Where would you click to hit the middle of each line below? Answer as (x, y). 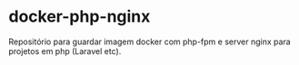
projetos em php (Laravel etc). (65, 51)
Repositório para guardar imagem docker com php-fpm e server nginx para (150, 42)
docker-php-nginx (80, 17)
